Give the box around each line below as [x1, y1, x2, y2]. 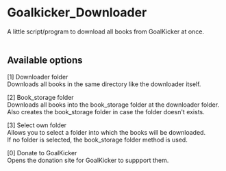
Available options [7, 55, 84, 66]
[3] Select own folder [7, 121, 67, 129]
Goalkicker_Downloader [7, 5, 147, 21]
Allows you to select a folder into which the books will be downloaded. [7, 128, 206, 136]
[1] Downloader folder [7, 73, 68, 81]
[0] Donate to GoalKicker [7, 148, 77, 157]
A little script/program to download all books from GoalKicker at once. [7, 27, 204, 36]
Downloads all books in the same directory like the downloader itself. [7, 80, 201, 88]
